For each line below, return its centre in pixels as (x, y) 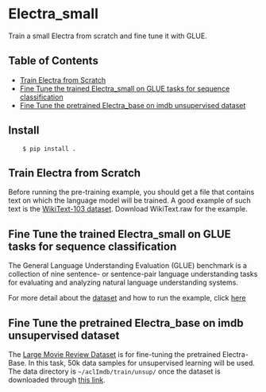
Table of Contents (54, 61)
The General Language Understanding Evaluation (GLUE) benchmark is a (128, 266)
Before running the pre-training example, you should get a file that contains (131, 192)
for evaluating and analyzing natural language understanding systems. (123, 282)
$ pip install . (50, 149)
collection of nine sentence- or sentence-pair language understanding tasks (133, 274)
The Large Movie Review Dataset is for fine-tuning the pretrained (114, 354)
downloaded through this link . (57, 380)
